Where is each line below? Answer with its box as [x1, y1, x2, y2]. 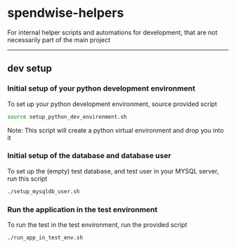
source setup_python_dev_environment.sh [7, 113, 128, 120]
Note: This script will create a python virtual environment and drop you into [7, 126, 224, 134]
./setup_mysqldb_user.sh [7, 188, 80, 195]
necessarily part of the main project [7, 35, 111, 44]
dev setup [7, 63, 53, 74]
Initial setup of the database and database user [7, 151, 171, 161]
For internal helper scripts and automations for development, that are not [7, 28, 218, 37]
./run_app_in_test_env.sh [7, 234, 83, 241]
